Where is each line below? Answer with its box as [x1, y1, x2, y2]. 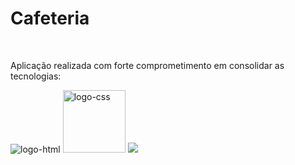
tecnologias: [10, 70, 62, 82]
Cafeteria [10, 7, 90, 30]
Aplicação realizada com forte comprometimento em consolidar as [10, 59, 285, 71]
